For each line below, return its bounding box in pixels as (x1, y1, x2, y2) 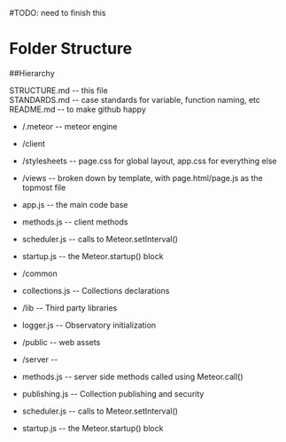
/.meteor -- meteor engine (21, 121, 118, 131)
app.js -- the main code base (21, 199, 128, 209)
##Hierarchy (9, 67, 55, 78)
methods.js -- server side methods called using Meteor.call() (21, 371, 243, 382)
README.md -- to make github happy (9, 104, 146, 114)
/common (21, 268, 58, 279)
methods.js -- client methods (21, 217, 128, 227)
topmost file (21, 182, 66, 193)
